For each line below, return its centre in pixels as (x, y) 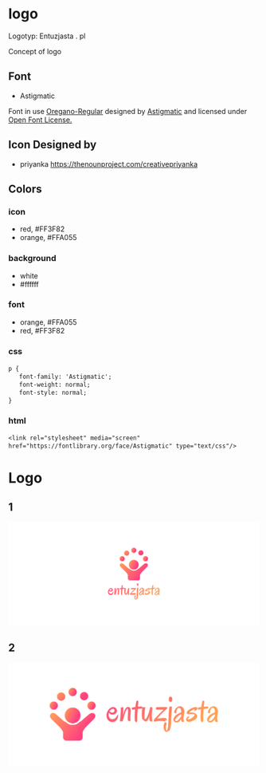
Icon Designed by (53, 145)
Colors (25, 189)
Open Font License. (40, 120)
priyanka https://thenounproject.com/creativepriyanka (108, 164)
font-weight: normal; (55, 385)
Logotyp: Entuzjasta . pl (47, 36)
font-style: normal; (53, 393)
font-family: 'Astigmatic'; (65, 377)
